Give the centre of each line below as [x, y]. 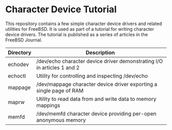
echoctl [17, 76]
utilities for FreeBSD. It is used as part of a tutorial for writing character [80, 29]
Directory [20, 52]
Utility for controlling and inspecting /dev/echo [92, 76]
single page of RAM [60, 91]
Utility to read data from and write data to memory [96, 99]
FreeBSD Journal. [24, 40]
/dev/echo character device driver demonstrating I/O [100, 61]
